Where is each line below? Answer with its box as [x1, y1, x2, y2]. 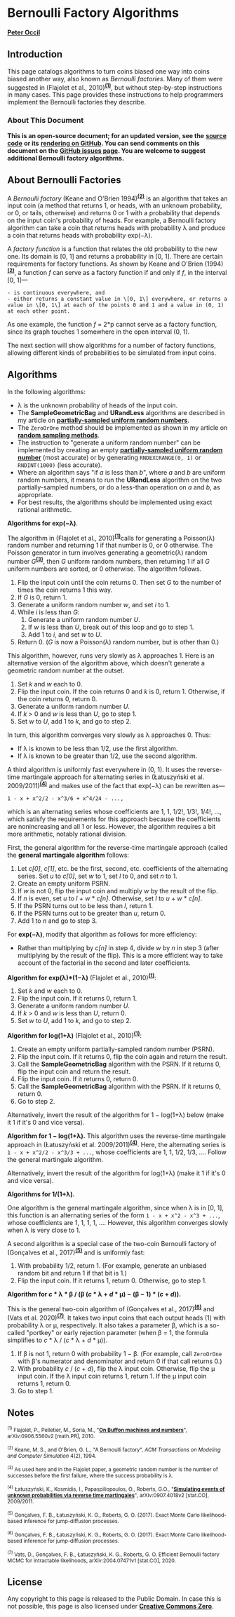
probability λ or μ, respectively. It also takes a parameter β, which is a [7, 1320, 208, 1330]
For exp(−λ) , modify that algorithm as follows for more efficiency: [7, 930, 197, 938]
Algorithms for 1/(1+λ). [7, 1190, 75, 1198]
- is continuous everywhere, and [7, 289, 105, 296]
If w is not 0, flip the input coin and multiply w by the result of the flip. [17, 886, 218, 895]
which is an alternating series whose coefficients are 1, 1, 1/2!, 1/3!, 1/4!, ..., [7, 807, 222, 816]
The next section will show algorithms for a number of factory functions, [7, 341, 216, 349]
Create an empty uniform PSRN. [17, 879, 110, 888]
